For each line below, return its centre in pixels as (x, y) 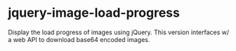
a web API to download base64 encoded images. (79, 39)
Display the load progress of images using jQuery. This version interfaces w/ (119, 32)
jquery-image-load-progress (94, 13)
